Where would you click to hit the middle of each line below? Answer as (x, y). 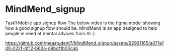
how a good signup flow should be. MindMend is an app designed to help (81, 28)
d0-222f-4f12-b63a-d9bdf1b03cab (42, 48)
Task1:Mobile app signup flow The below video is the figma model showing (83, 23)
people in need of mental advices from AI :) (50, 33)
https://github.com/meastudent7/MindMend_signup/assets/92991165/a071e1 (84, 43)
